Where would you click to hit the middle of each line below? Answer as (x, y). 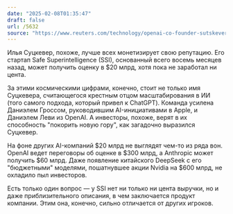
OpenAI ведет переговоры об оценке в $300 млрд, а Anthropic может (110, 153)
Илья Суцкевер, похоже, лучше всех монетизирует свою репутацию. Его (116, 53)
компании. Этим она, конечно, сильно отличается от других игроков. (110, 203)
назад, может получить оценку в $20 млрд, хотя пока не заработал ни (112, 67)
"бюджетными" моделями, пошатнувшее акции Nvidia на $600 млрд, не (115, 168)
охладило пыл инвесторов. (47, 175)
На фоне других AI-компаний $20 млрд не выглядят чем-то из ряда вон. (115, 145)
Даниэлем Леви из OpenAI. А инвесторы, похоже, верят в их (97, 118)
